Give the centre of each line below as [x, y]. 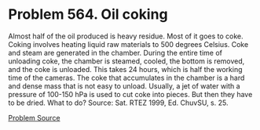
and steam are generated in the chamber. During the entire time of [115, 52]
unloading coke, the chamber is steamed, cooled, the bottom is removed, [126, 61]
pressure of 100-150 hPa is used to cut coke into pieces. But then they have [130, 94]
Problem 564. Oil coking [88, 14]
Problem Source [34, 117]
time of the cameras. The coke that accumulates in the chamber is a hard [126, 78]
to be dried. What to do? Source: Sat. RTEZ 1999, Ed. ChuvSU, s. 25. [118, 103]
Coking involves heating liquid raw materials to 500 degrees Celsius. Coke [128, 44]
